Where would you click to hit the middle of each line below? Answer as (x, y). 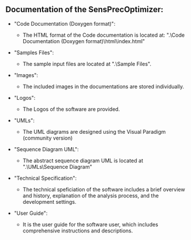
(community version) (48, 138)
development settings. (49, 201)
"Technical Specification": (45, 178)
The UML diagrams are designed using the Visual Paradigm (94, 131)
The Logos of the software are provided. (71, 109)
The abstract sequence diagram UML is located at (83, 161)
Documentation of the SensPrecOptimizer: (84, 10)
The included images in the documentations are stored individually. (103, 86)
